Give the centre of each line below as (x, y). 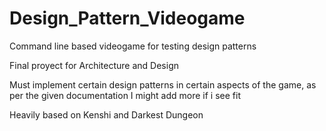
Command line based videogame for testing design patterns (133, 46)
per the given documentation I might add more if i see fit (125, 95)
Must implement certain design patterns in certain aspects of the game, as (163, 84)
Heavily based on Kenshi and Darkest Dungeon (106, 114)
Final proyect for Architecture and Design (94, 65)
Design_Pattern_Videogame (127, 18)
